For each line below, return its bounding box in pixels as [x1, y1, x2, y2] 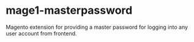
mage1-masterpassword [6, 4, 133, 17]
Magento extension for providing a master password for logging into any [6, 23, 188, 31]
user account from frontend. [6, 29, 77, 37]
